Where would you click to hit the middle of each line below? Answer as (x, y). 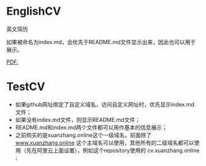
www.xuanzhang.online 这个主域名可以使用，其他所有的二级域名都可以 (105, 143)
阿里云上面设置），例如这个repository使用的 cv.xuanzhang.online (118, 150)
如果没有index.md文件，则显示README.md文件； (78, 119)
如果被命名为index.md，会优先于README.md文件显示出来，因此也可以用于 (101, 42)
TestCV (26, 87)
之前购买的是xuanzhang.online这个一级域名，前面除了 (83, 135)
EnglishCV (34, 11)
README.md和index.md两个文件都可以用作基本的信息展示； (91, 127)
